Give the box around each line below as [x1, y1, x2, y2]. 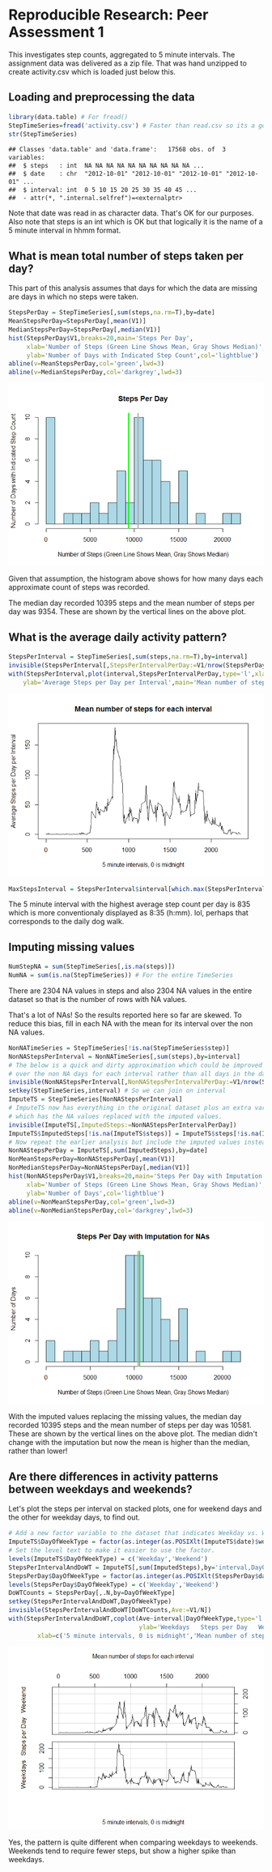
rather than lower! [8, 1446, 68, 1456]
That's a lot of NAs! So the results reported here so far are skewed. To [8, 1010, 242, 1020]
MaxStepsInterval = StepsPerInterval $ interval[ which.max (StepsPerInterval [8, 885, 266, 893]
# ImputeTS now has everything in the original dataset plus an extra [8, 1104, 252, 1112]
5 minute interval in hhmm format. [8, 225, 121, 236]
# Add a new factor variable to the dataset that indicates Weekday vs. [8, 1529, 259, 1537]
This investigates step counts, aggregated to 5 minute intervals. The [8, 49, 236, 59]
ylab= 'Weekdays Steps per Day [138, 1623, 249, 1631]
